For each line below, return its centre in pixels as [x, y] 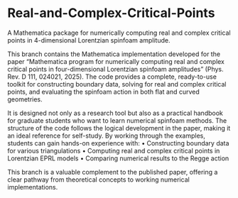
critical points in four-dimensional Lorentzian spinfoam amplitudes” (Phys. [115, 69]
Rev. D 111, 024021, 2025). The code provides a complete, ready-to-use [112, 77]
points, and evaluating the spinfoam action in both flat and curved [104, 92]
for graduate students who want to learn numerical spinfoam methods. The [117, 120]
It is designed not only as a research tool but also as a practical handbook [115, 113]
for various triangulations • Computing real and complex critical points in [114, 150]
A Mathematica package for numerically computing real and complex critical [119, 33]
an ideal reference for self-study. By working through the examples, [107, 136]
